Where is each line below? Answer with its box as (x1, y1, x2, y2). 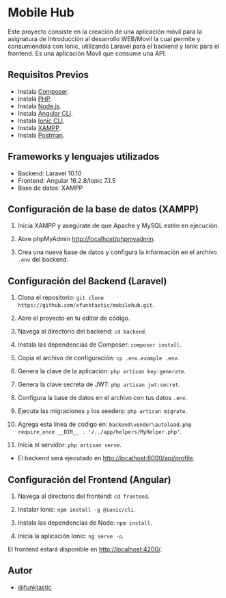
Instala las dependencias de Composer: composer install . (17, 340, 182, 349)
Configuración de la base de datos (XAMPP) (8, 203, 199, 215)
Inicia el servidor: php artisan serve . (17, 440, 122, 449)
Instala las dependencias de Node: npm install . (17, 519, 152, 527)
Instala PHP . (17, 95, 52, 103)
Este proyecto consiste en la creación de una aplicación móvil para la (8, 27, 202, 36)
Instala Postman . (17, 131, 65, 139)
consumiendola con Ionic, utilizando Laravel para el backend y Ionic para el (8, 42, 220, 50)
